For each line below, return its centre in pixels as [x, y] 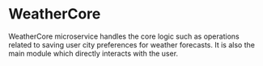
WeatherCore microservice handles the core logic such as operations [124, 36]
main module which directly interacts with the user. [93, 53]
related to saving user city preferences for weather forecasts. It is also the [131, 44]
